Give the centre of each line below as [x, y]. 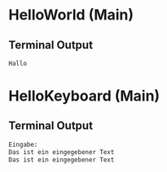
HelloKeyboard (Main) [84, 96]
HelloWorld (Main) [71, 15]
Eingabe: [23, 144]
